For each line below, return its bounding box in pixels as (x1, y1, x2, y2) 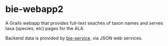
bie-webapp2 (5, 3, 64, 15)
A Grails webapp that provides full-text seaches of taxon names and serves (5, 20, 163, 26)
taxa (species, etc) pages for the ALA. (5, 25, 85, 31)
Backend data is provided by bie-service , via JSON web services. (5, 35, 143, 41)
